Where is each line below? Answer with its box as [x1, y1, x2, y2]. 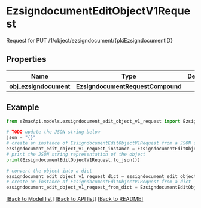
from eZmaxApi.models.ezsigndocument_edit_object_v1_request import [6, 118, 181, 124]
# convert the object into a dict [6, 168, 93, 174]
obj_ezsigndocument [9, 82, 71, 91]
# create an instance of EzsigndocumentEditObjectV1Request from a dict [6, 179, 191, 185]
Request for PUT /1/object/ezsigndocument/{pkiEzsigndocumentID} [6, 37, 173, 44]
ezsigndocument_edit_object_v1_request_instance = [6, 146, 135, 152]
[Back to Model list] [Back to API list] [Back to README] [6, 195, 144, 203]
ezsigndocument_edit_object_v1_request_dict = [6, 173, 124, 179]
